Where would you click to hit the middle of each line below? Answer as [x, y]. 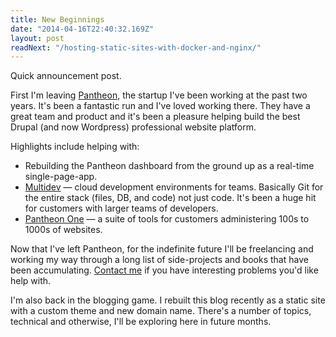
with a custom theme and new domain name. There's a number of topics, [161, 311]
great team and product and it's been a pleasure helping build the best [155, 117]
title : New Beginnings [57, 19]
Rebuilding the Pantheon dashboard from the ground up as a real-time [169, 166]
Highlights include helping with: [75, 147]
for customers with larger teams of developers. [121, 208]
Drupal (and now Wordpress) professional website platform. [133, 127]
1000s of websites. [63, 230]
